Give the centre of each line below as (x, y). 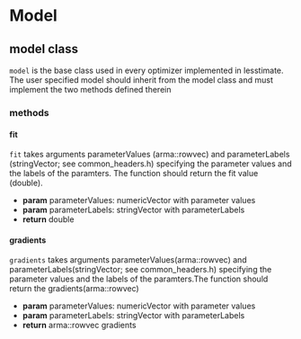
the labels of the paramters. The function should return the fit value (134, 174)
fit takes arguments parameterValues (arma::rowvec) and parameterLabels (150, 155)
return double (48, 219)
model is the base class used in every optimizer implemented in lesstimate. (147, 70)
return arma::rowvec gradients (79, 326)
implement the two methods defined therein (90, 89)
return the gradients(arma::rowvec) (74, 289)
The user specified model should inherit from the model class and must (142, 80)
